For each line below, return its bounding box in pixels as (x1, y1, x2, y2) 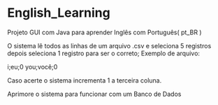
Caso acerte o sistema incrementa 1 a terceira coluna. (7, 76, 162, 85)
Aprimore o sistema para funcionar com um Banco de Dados (7, 90, 182, 98)
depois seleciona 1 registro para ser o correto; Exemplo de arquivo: (7, 49, 201, 57)
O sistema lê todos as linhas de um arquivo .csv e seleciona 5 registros (7, 41, 212, 50)
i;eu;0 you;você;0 (7, 62, 58, 71)
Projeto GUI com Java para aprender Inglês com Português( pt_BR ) (7, 28, 202, 36)
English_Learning (7, 5, 110, 21)
